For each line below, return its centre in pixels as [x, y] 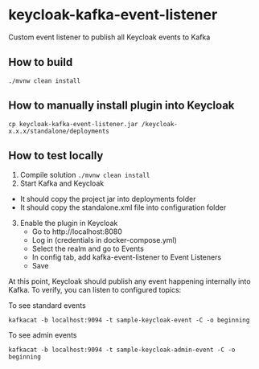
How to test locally [56, 156]
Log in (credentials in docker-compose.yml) [104, 240]
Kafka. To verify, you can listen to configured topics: [95, 290]
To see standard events [47, 305]
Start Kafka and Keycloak [62, 183]
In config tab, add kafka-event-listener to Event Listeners [127, 257]
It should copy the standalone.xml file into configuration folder [123, 207]
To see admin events [43, 335]
